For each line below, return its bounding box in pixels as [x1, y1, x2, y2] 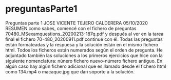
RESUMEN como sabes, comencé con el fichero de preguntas [5, 25, 137, 31]
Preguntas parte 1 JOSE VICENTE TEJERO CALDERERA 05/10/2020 [5, 20, 148, 26]
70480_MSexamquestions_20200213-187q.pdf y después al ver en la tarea [5, 31, 164, 37]
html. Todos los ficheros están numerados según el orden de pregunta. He [5, 47, 163, 53]
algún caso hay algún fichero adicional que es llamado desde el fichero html [5, 63, 166, 69]
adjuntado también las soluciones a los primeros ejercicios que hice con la [5, 52, 163, 59]
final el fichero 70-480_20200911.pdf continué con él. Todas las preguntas [5, 36, 163, 42]
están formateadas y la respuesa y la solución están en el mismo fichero [5, 41, 158, 47]
